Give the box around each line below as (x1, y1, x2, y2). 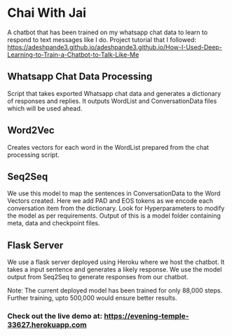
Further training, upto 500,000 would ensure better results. (7, 294, 177, 302)
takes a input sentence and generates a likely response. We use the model (7, 265, 222, 274)
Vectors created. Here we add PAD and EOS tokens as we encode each (7, 197, 214, 205)
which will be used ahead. (7, 104, 83, 113)
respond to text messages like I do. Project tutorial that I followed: (7, 35, 196, 43)
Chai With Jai (7, 5, 86, 21)
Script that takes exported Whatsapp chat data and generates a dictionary (7, 89, 221, 97)
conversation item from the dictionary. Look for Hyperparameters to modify (7, 204, 225, 213)
